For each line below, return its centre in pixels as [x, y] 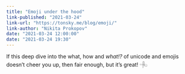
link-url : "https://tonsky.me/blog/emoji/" [62, 23]
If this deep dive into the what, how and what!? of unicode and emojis [92, 56]
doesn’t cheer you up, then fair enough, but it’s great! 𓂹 [77, 64]
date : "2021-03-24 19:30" [39, 39]
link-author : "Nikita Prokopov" [47, 28]
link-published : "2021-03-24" [44, 17]
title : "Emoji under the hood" [45, 12]
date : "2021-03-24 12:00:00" [43, 34]
